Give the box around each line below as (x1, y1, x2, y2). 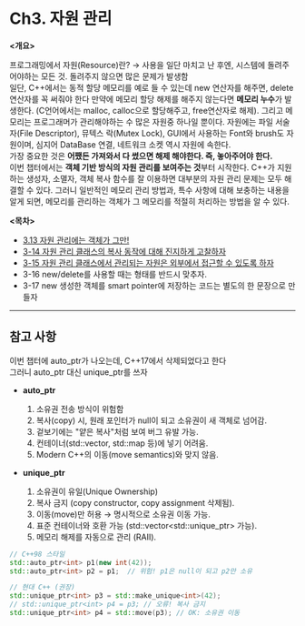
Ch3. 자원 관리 (9, 8, 113, 29)
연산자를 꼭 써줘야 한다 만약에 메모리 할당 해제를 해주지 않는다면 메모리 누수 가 (9, 93, 283, 105)
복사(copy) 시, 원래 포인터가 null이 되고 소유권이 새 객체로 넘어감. (35, 415, 268, 426)
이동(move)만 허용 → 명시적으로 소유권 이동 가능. (35, 509, 211, 520)
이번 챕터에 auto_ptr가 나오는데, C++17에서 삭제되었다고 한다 (9, 355, 227, 366)
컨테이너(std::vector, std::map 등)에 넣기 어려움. (35, 438, 209, 449)
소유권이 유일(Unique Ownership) (35, 486, 159, 497)
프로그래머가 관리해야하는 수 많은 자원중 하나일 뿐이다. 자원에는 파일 (33, 116, 274, 127)
